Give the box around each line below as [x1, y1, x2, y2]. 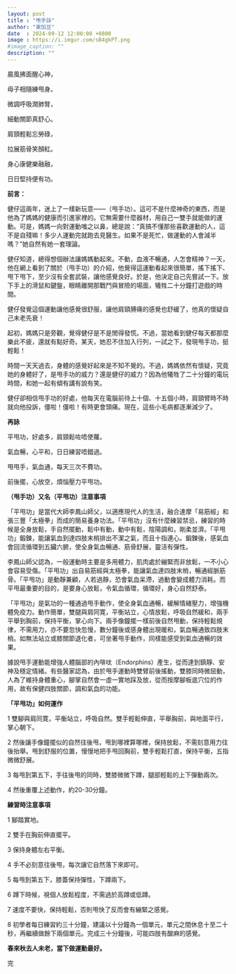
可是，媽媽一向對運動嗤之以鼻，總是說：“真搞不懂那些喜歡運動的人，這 [19, 222, 226, 230]
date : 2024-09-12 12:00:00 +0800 [7, 30, 112, 37]
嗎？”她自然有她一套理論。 [7, 239, 84, 248]
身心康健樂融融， [7, 159, 57, 168]
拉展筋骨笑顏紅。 [7, 144, 57, 153]
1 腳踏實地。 [7, 815, 43, 824]
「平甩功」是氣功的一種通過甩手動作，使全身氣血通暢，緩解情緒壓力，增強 [7, 599, 223, 607]
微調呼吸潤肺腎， [7, 99, 57, 108]
